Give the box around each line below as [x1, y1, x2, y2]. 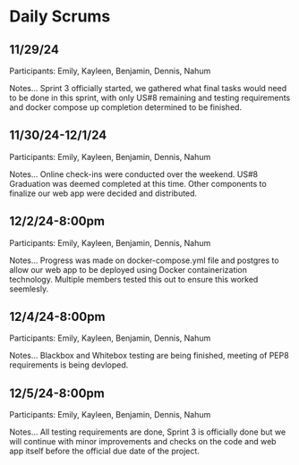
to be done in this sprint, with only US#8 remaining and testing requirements [9, 92, 291, 103]
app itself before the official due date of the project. [9, 445, 200, 457]
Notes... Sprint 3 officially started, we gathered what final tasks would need [9, 83, 287, 93]
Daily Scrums [9, 6, 111, 27]
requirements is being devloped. [9, 359, 129, 370]
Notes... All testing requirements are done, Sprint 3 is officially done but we [9, 427, 286, 437]
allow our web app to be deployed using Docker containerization [9, 264, 248, 275]
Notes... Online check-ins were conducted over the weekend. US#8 [9, 168, 258, 180]
